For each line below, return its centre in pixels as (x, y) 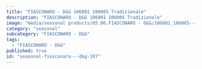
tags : (13, 40)
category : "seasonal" (33, 28)
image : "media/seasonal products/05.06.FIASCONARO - (74, 23)
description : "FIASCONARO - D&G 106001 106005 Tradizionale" (84, 17)
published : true (26, 51)
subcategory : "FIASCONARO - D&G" (48, 34)
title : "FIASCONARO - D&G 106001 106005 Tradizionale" (76, 12)
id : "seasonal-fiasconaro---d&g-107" (54, 56)
